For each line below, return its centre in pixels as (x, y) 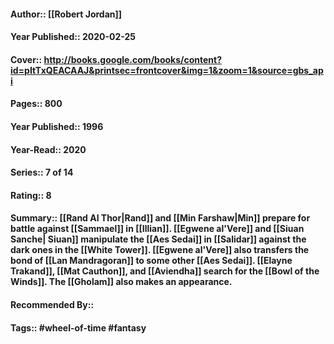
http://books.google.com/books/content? (133, 59)
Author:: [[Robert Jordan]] (66, 14)
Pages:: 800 (36, 104)
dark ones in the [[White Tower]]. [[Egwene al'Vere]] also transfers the (160, 250)
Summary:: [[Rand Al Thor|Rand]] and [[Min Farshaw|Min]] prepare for (160, 218)
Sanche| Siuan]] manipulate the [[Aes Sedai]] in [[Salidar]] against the (158, 239)
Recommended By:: (52, 304)
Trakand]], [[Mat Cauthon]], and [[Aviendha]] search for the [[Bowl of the (165, 271)
